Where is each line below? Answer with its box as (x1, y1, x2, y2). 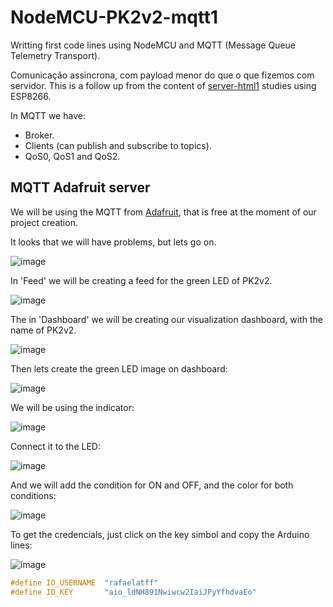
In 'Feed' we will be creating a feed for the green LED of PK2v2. (10, 274, 273, 286)
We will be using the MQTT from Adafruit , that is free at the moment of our (10, 206, 317, 218)
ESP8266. (10, 90, 52, 102)
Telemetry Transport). (10, 49, 101, 61)
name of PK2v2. (10, 324, 77, 336)
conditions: (10, 489, 57, 501)
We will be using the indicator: (10, 401, 135, 413)
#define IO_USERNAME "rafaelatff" (10, 577, 159, 588)
